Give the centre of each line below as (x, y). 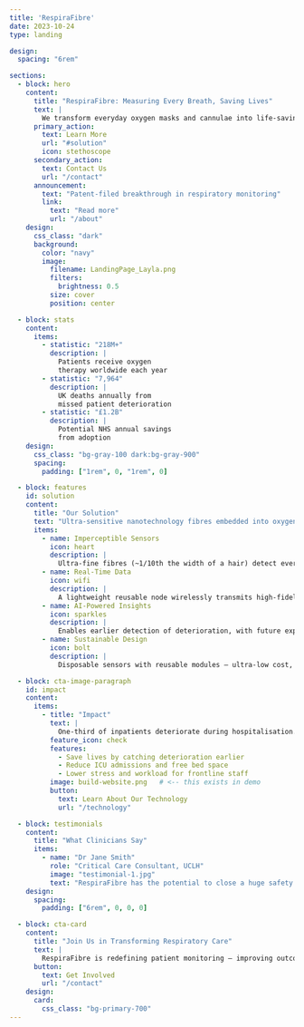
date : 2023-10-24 (42, 26)
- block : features (52, 488)
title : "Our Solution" (76, 513)
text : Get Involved (79, 975)
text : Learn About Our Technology (123, 799)
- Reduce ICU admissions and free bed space (143, 765)
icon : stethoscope (76, 152)
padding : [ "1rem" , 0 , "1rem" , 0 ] (105, 471)
